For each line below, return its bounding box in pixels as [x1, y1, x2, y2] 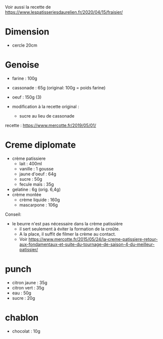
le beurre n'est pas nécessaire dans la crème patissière [12, 220, 123, 226]
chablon [5, 312, 39, 323]
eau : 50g [12, 290, 32, 296]
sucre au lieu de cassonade [19, 113, 75, 119]
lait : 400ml [19, 160, 42, 167]
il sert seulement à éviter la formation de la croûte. [19, 226, 120, 232]
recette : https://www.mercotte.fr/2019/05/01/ [5, 122, 97, 128]
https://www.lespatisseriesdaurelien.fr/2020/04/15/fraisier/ [5, 9, 123, 15]
